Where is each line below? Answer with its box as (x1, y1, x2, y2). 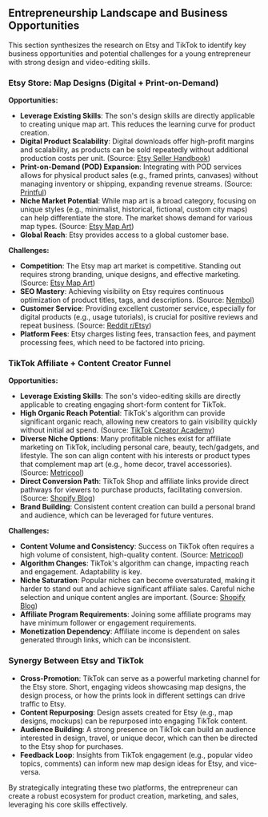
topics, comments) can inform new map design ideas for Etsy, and (19, 759, 238, 768)
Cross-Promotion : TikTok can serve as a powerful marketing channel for (19, 673, 260, 683)
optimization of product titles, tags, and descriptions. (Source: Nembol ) (19, 296, 254, 305)
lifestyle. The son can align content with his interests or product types (19, 451, 250, 461)
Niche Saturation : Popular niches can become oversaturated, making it (19, 576, 256, 586)
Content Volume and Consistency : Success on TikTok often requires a (19, 541, 254, 551)
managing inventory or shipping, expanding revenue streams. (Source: (19, 179, 253, 189)
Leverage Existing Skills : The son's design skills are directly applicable (19, 111, 255, 121)
